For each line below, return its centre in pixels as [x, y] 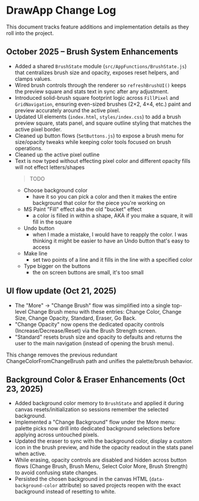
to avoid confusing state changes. [56, 472]
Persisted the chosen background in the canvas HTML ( [83, 479]
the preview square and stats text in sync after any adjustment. [92, 91]
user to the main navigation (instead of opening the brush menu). [94, 343]
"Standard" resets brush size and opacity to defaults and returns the [98, 337]
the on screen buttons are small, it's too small [88, 272]
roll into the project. [30, 33]
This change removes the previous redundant [62, 355]
